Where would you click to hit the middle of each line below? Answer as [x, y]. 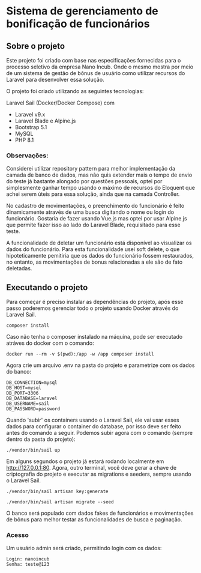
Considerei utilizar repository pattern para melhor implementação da [91, 169]
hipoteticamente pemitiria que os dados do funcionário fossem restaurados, [100, 256]
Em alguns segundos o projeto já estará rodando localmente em [85, 461]
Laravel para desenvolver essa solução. [55, 80]
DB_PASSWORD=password [33, 409]
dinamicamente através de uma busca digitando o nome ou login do [90, 212]
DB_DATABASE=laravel [32, 399]
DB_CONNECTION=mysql [32, 383]
